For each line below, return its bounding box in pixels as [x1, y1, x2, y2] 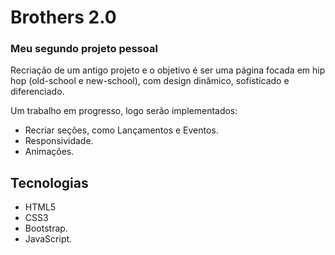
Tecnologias [10, 174, 89, 191]
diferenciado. [10, 86, 65, 98]
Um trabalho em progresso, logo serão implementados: [10, 105, 238, 117]
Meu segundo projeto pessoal [10, 42, 158, 56]
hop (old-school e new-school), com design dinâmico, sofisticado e [10, 75, 290, 87]
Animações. [24, 146, 75, 158]
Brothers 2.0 [10, 6, 117, 29]
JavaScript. [24, 233, 73, 245]
